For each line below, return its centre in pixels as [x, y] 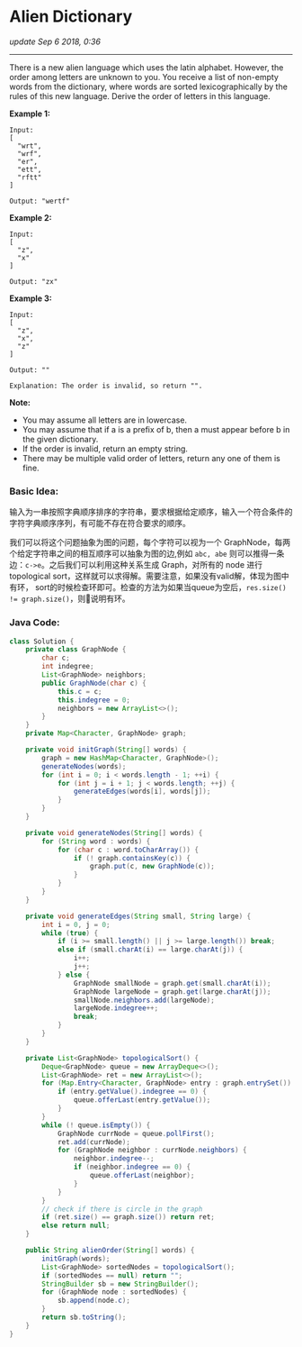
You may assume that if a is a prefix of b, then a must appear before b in [156, 429]
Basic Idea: [34, 491]
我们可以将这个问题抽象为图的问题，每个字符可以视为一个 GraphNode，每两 [150, 542]
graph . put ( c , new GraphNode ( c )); [152, 867]
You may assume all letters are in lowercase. [104, 420]
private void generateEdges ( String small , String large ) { [138, 916]
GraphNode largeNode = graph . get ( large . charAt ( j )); [172, 992]
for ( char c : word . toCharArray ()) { [128, 850]
